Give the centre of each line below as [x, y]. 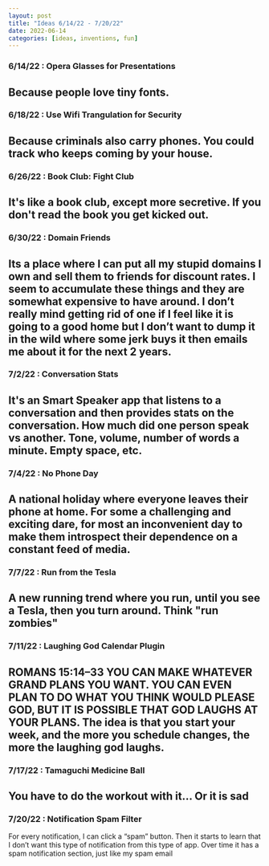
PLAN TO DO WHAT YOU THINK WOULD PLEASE [132, 697]
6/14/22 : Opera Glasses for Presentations [92, 67]
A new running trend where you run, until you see [134, 598]
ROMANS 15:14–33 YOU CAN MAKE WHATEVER [130, 672]
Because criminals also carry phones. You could [131, 141]
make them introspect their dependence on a [123, 537]
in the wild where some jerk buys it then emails [128, 339]
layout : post [30, 16]
